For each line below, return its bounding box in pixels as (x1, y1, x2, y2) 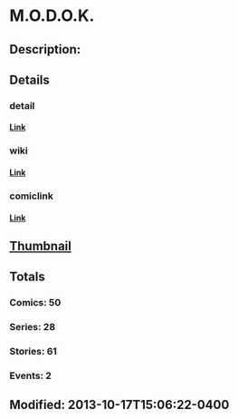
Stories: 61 (9, 346, 57, 358)
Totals (9, 269, 45, 285)
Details (9, 72, 50, 87)
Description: (9, 42, 81, 57)
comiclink (9, 190, 54, 202)
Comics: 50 (9, 297, 62, 309)
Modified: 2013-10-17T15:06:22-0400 (9, 397, 230, 413)
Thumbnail (9, 238, 72, 254)
